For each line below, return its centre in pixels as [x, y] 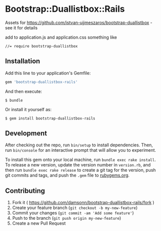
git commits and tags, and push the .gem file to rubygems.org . [67, 175]
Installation [23, 61]
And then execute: [24, 91]
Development [26, 133]
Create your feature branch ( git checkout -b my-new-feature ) [75, 208]
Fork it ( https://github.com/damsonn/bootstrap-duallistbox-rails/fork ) [83, 203]
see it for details [21, 27]
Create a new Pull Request [39, 223]
